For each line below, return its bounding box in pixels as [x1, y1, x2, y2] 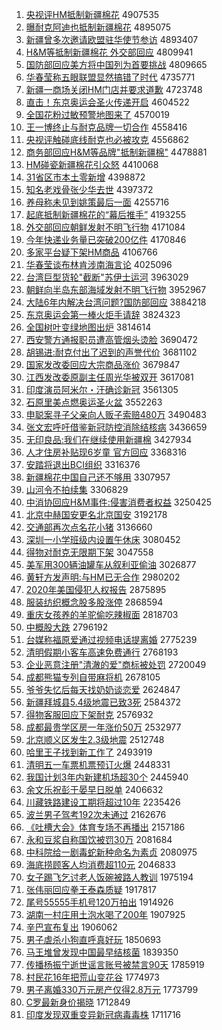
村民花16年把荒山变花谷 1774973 [25, 971, 160, 983]
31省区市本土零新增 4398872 [25, 171, 146, 183]
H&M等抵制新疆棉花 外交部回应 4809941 [25, 46, 194, 58]
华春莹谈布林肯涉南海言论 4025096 [25, 259, 173, 270]
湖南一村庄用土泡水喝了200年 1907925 [25, 909, 186, 920]
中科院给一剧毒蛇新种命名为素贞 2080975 [25, 846, 198, 858]
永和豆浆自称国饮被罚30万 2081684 [25, 834, 173, 845]
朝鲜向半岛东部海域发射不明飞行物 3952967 [25, 284, 207, 295]
